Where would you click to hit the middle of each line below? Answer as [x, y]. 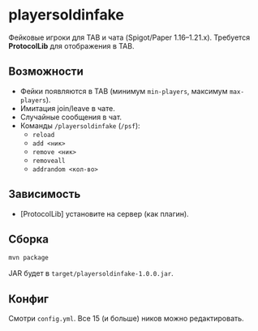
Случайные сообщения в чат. [71, 117]
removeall [49, 161]
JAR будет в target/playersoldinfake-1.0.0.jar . [91, 273]
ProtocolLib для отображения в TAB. [71, 45]
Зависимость [45, 194]
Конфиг [29, 299]
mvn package [28, 258]
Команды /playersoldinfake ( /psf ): [80, 125]
